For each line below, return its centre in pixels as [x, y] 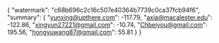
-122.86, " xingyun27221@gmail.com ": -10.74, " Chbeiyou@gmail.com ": [107, 25]
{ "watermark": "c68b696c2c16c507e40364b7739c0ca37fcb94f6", [104, 10]
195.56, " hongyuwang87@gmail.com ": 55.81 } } [75, 32]
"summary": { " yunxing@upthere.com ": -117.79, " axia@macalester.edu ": [110, 17]
